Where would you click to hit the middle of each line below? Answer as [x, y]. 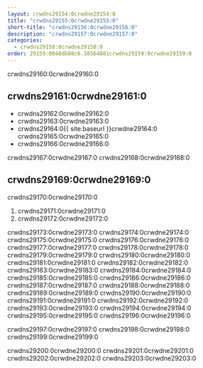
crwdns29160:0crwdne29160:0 [53, 74]
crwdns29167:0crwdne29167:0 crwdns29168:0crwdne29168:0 [99, 157]
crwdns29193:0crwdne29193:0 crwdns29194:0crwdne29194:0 [99, 307]
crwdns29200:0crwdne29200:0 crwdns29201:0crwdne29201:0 [100, 350]
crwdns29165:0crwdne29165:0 [63, 136]
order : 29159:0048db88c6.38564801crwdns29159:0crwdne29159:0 [100, 54]
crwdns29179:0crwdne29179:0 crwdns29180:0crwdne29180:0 [99, 255]
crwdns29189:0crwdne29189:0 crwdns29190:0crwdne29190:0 [99, 293]
